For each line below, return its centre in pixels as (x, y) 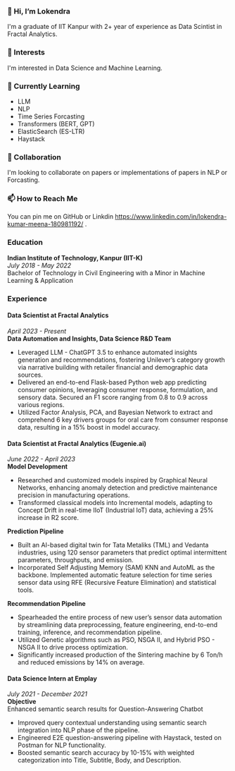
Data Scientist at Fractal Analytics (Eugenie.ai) (77, 443)
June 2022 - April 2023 (42, 459)
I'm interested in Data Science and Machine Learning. (85, 68)
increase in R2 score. (48, 518)
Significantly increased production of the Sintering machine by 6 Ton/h (120, 655)
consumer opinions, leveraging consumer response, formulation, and (118, 389)
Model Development (38, 467)
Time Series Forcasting (51, 116)
